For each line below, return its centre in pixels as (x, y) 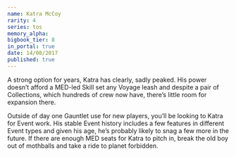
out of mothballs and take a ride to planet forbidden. (83, 146)
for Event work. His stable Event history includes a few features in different (116, 123)
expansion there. (32, 102)
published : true (31, 60)
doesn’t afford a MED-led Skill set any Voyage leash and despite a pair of (113, 87)
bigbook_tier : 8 (31, 40)
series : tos (25, 27)
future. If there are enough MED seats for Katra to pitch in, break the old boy (118, 138)
